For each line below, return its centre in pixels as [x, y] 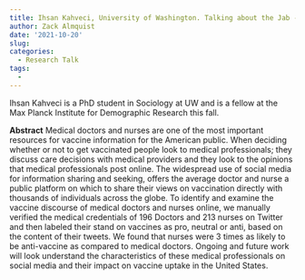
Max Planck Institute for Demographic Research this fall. [114, 112]
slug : [20, 43]
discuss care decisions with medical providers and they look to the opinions [151, 159]
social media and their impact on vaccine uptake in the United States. [139, 265]
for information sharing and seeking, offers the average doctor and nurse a [149, 178]
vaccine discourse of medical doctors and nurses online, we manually [140, 207]
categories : [32, 52]
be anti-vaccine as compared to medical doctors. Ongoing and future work [149, 245]
